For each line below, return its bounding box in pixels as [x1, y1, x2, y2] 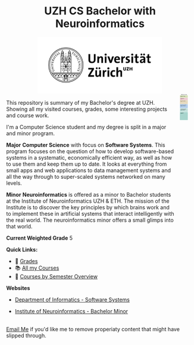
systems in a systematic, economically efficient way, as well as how [6, 154, 173, 161]
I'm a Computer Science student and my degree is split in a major [6, 123, 167, 130]
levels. [6, 179, 22, 187]
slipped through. [6, 332, 46, 339]
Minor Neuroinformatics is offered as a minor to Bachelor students [6, 191, 171, 198]
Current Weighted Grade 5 [6, 234, 73, 242]
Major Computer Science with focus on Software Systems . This [6, 141, 165, 148]
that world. [6, 222, 33, 230]
